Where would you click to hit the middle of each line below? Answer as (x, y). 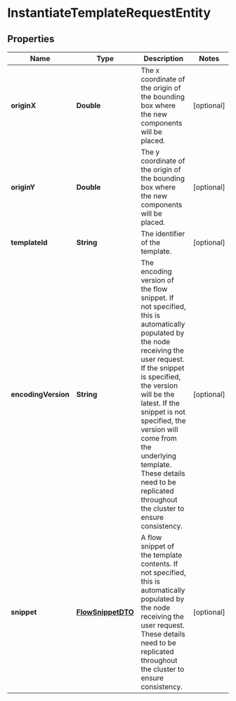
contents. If (159, 564)
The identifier (163, 234)
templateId (29, 242)
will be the (158, 394)
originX (24, 105)
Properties (31, 39)
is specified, (161, 377)
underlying (159, 456)
